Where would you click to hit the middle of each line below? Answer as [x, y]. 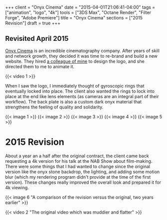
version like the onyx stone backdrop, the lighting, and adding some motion [83, 172]
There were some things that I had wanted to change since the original [78, 166]
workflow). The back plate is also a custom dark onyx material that [74, 102]
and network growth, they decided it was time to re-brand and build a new [82, 56]
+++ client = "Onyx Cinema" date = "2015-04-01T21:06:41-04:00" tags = [80, 7]
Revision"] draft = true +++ [33, 23]
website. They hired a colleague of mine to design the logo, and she [75, 61]
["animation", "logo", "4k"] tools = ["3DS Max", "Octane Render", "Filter [78, 12]
